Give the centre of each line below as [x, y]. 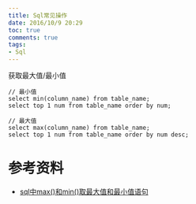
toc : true [24, 30]
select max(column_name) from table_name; [79, 128]
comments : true [33, 37]
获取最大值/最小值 [38, 75]
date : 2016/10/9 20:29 [45, 23]
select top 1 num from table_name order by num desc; [99, 135]
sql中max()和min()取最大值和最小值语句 [84, 191]
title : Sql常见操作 [38, 15]
